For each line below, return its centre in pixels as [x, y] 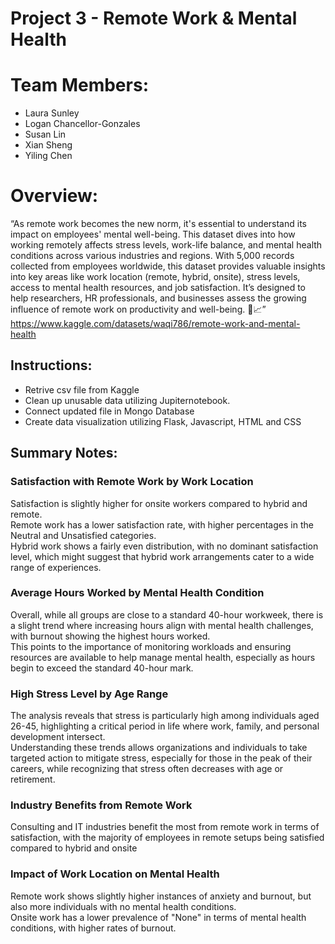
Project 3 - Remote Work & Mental [154, 18]
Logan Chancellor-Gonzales [82, 124]
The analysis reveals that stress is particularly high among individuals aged [165, 716]
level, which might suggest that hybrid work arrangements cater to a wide [162, 556]
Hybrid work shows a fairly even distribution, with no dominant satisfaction [164, 546]
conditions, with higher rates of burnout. [93, 928]
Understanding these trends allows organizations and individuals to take [159, 748]
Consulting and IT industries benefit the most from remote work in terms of [165, 827]
